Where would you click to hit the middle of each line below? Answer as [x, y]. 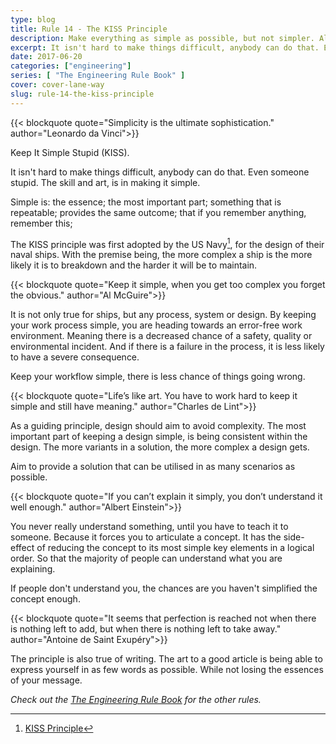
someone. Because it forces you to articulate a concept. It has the [146, 537]
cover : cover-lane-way [57, 85]
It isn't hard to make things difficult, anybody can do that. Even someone [160, 172]
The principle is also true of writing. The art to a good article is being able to [166, 659]
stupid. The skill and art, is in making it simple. [105, 182]
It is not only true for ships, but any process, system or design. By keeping [163, 315]
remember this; [41, 223]
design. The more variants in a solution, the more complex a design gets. [160, 447]
